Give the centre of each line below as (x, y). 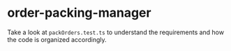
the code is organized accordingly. (57, 39)
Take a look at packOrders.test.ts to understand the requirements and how (116, 32)
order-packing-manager (79, 13)
